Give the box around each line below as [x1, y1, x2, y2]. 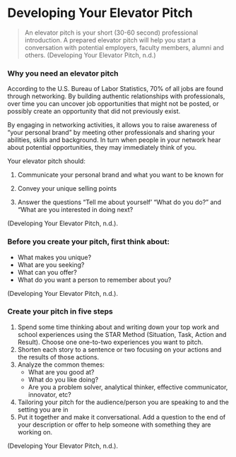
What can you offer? [17, 268, 78, 276]
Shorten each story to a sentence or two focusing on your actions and [17, 345, 222, 354]
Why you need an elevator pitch [7, 69, 119, 78]
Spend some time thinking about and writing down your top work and [17, 323, 220, 331]
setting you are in [17, 405, 69, 414]
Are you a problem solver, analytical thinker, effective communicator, [28, 383, 228, 391]
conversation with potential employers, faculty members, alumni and [24, 43, 225, 52]
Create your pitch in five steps [7, 307, 113, 316]
